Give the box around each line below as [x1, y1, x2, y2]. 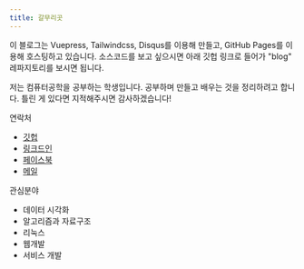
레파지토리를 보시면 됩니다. [9, 62, 104, 73]
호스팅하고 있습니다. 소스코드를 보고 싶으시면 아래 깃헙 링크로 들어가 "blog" [25, 51, 292, 62]
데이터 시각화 [22, 204, 70, 214]
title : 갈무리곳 [9, 13, 64, 23]
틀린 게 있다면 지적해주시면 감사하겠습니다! [21, 93, 172, 104]
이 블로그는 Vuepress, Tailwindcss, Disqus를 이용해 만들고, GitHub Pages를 [9, 39, 284, 50]
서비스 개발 [22, 249, 63, 260]
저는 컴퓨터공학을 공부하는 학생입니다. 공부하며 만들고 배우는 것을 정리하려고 [9, 81, 279, 92]
